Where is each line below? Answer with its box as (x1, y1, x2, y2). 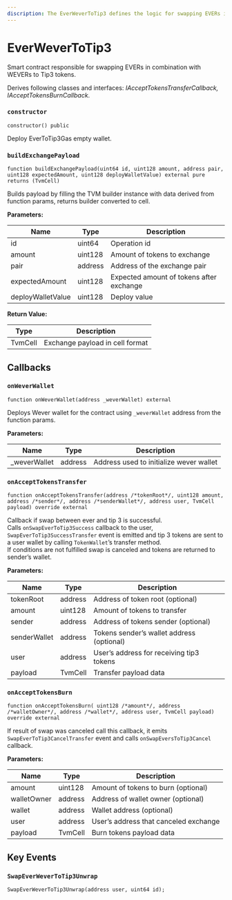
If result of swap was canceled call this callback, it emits (7, 727, 168, 735)
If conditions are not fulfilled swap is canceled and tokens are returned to (7, 546, 215, 554)
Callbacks (7, 361, 52, 374)
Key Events (7, 852, 57, 863)
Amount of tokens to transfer (93, 606, 187, 616)
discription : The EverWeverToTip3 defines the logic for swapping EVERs (7, 10, 221, 17)
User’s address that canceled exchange (91, 817, 220, 827)
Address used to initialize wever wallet (93, 457, 217, 467)
